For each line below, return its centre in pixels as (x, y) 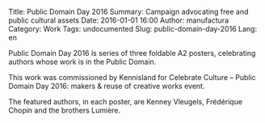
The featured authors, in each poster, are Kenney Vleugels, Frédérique (126, 102)
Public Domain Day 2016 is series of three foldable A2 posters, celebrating (132, 53)
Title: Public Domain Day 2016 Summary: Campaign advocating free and (128, 12)
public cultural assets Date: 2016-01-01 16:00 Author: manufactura (118, 20)
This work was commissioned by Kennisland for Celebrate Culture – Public (132, 77)
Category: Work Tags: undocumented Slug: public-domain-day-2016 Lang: (132, 29)
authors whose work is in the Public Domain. (82, 61)
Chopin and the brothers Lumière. (65, 110)
